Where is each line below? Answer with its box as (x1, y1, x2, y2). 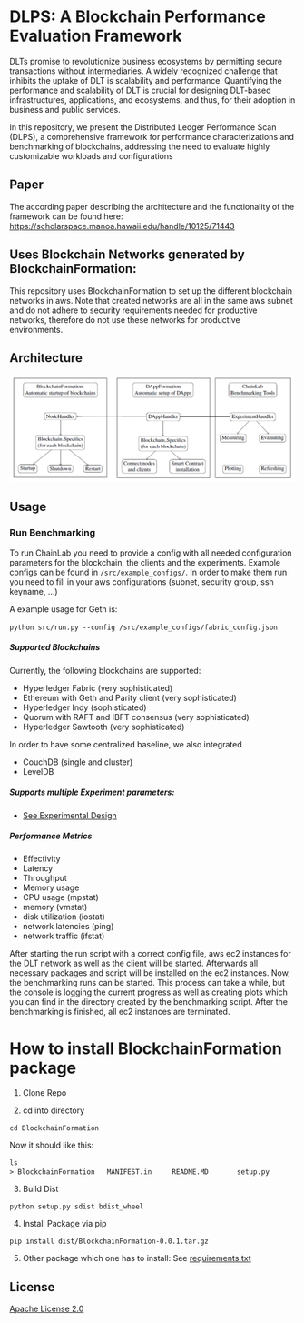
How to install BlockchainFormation (9, 1038, 283, 1058)
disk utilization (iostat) (22, 911, 106, 922)
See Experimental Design (22, 809, 118, 820)
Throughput (22, 873, 68, 884)
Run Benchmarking (9, 526, 96, 539)
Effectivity (22, 853, 61, 865)
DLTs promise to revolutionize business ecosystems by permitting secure (9, 55, 283, 66)
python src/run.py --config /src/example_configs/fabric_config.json (9, 623, 279, 632)
